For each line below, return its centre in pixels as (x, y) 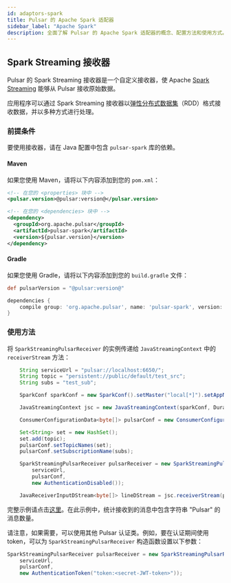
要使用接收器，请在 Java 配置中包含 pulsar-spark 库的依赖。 (93, 148)
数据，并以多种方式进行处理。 (55, 112)
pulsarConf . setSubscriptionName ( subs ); (77, 451)
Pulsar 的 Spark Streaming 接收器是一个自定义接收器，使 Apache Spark (108, 80)
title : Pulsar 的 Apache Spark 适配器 (61, 20)
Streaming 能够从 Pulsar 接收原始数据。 (63, 89)
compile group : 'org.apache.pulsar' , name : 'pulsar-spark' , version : (121, 307)
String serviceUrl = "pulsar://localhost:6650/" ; (92, 370)
